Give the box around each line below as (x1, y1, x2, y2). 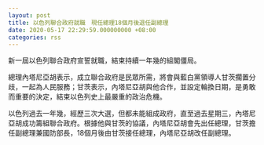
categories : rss (8, 33, 61, 42)
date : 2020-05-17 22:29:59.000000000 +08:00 (8, 26, 156, 34)
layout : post (8, 11, 51, 20)
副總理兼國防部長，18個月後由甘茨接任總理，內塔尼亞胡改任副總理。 (14, 129, 236, 138)
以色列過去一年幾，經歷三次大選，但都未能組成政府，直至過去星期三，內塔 (8, 109, 249, 118)
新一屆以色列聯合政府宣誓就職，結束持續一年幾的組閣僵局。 (8, 56, 201, 65)
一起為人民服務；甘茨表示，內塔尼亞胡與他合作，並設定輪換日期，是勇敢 (21, 82, 256, 92)
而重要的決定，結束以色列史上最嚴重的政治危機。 (8, 92, 167, 102)
